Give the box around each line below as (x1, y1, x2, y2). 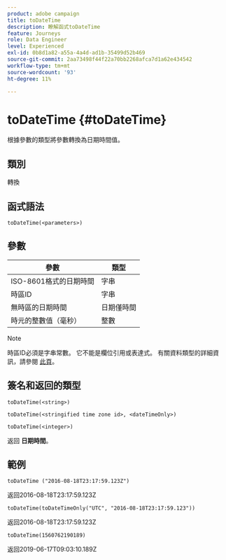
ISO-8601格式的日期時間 (10, 276, 94, 286)
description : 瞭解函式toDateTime (7, 23, 101, 30)
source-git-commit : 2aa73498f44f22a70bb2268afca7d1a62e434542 (7, 56, 192, 63)
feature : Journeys (7, 29, 61, 37)
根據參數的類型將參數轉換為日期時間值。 (7, 136, 124, 144)
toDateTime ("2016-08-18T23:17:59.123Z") (7, 477, 130, 485)
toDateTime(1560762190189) (7, 532, 86, 539)
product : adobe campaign (7, 10, 80, 17)
